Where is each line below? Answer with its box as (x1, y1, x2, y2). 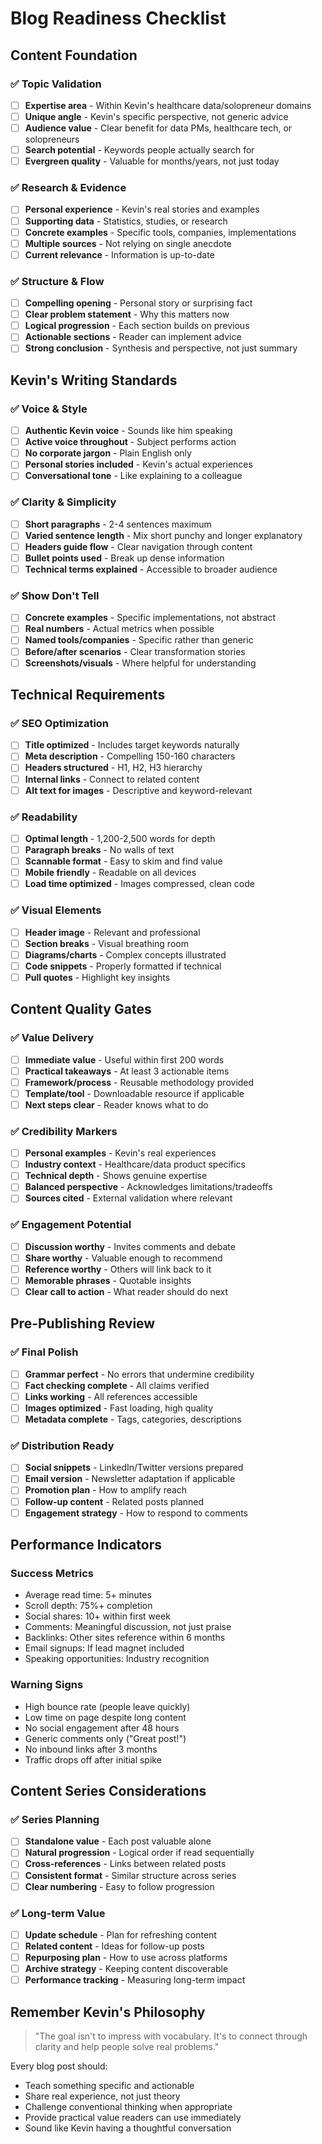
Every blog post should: (10, 2060, 108, 2072)
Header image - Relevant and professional (24, 926, 201, 938)
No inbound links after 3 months (24, 1743, 158, 1755)
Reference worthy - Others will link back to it (24, 1263, 212, 1275)
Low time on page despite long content (24, 1711, 187, 1723)
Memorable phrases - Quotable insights (24, 1274, 192, 1286)
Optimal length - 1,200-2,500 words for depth (24, 832, 216, 844)
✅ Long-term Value (10, 1906, 106, 1920)
